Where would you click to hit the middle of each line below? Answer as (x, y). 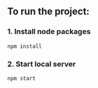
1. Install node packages (49, 32)
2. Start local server (42, 64)
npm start (22, 78)
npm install (24, 46)
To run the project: (48, 12)
